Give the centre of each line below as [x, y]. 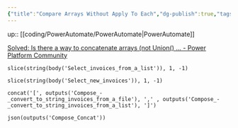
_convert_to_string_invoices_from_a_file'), [74, 99]
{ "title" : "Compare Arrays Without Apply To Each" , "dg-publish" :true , [112, 14]
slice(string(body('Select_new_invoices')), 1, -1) [85, 81]
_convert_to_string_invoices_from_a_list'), [74, 105]
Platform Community [38, 55]
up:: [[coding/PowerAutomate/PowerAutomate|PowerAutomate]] [101, 34]
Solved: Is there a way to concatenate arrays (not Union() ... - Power [107, 47]
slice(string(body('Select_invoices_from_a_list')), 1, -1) [98, 68]
